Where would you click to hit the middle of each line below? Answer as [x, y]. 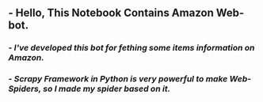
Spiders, [25, 89]
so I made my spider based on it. [107, 89]
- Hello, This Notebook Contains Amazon [111, 13]
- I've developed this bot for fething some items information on [131, 48]
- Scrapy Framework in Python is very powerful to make [118, 79]
